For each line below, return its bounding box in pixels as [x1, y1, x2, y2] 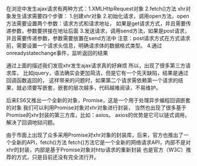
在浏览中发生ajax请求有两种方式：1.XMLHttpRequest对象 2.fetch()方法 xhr [6, 5, 186, 12]
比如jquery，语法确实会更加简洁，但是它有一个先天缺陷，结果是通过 [22, 70, 189, 76]
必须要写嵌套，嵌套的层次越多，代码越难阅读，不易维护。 [21, 84, 161, 91]
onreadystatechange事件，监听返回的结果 [6, 50, 109, 56]
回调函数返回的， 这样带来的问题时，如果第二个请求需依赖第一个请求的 [6, 77, 178, 84]
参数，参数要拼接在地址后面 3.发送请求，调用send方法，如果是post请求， [11, 27, 190, 34]
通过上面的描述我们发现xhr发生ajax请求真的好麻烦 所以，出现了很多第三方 [6, 62, 186, 69]
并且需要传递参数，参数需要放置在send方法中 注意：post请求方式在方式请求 [6, 35, 191, 41]
